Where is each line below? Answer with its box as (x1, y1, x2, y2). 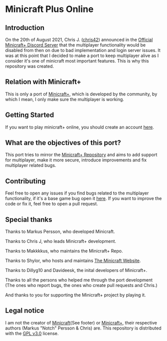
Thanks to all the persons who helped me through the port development (5, 277, 153, 283)
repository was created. (5, 63, 54, 69)
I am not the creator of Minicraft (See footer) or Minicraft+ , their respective (5, 319, 157, 325)
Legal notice (5, 306, 44, 315)
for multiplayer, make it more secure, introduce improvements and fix (5, 157, 147, 163)
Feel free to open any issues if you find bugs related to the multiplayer (5, 190, 149, 196)
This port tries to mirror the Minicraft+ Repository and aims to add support (5, 151, 158, 158)
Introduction (5, 23, 45, 32)
